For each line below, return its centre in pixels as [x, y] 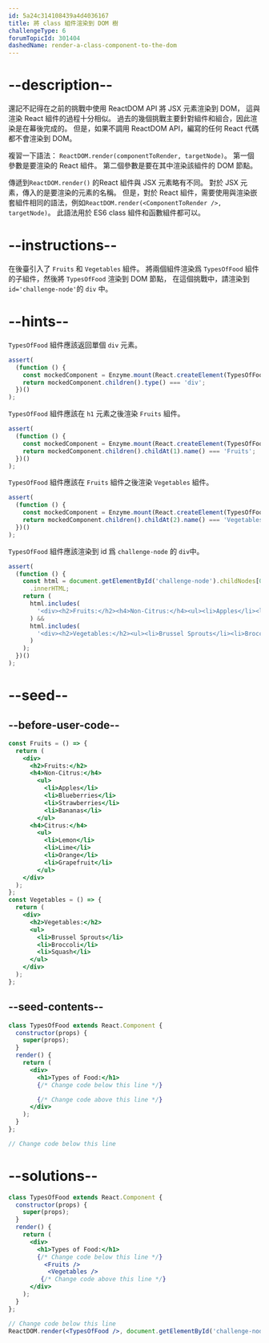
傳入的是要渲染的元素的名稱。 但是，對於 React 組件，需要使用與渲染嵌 [140, 192]
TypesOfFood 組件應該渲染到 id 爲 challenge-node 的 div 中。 [106, 551]
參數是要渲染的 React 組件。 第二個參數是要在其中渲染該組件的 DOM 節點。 [133, 166]
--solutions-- [53, 1176]
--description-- [61, 85]
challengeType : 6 [37, 30]
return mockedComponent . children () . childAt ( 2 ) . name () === [121, 520]
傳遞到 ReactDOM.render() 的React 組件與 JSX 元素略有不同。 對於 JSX [123, 183]
